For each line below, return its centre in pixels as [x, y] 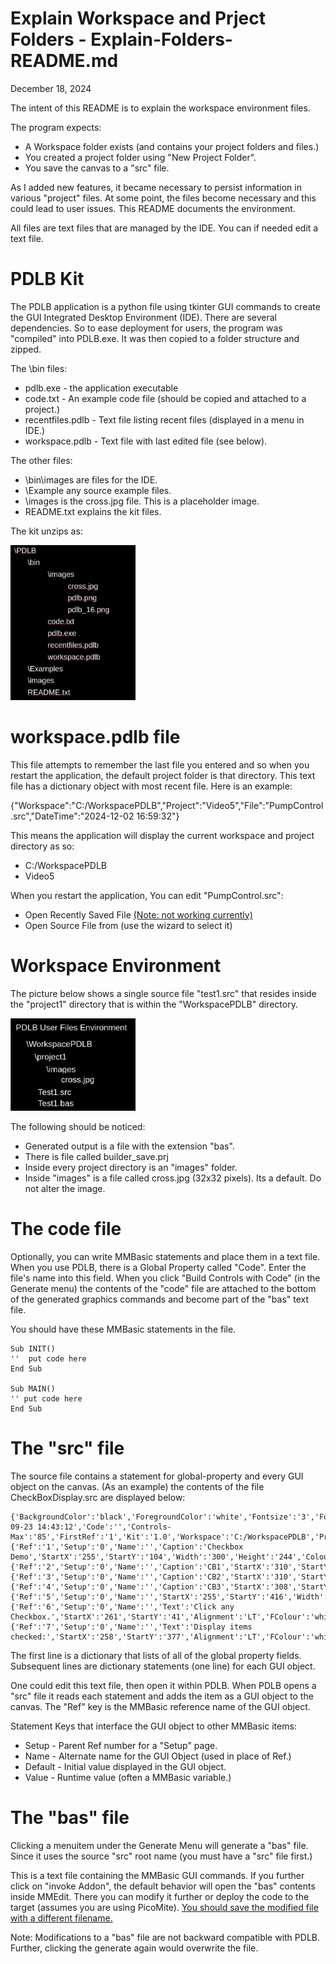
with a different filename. [61, 1918]
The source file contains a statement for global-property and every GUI [157, 1476]
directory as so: [42, 846]
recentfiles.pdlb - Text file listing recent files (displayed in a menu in [164, 419]
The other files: [41, 460]
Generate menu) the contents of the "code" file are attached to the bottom [163, 1288]
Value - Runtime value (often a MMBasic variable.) [128, 1777]
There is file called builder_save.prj [96, 1156]
